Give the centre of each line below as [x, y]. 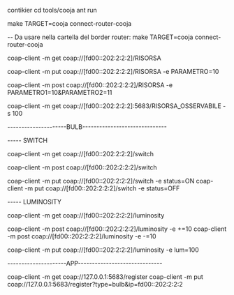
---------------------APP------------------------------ [85, 263]
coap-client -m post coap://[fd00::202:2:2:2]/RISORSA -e [90, 85]
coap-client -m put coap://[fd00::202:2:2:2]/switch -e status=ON [101, 181]
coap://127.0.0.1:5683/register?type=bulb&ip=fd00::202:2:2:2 [95, 284]
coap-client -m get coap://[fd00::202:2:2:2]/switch [81, 154]
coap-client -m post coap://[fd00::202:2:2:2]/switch [82, 167]
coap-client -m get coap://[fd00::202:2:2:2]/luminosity [86, 215]
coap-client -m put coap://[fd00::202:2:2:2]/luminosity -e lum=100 [103, 250]
